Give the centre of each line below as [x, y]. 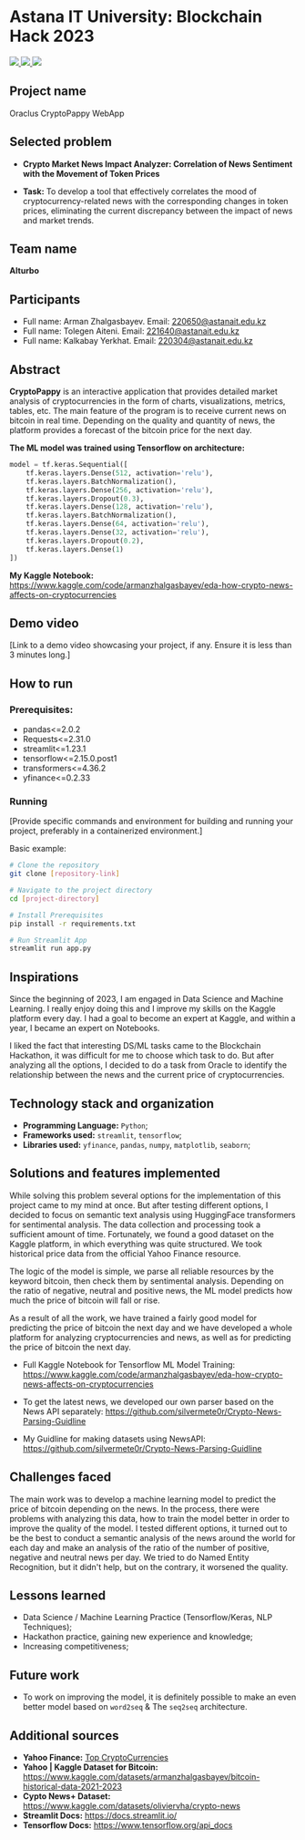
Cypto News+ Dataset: [66, 1796]
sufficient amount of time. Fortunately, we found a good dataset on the [142, 1234]
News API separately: [63, 1411]
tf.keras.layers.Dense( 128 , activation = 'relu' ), [120, 507]
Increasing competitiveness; [76, 1647]
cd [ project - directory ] [55, 899]
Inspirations [44, 977]
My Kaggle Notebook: [51, 575]
